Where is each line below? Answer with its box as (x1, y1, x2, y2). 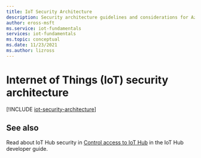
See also (6, 123, 39, 133)
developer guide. (6, 145, 48, 152)
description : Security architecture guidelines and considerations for (6, 14, 188, 20)
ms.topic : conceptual (6, 36, 60, 42)
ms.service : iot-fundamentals (6, 25, 82, 32)
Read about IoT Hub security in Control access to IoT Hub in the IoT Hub (6, 138, 184, 146)
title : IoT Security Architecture (6, 8, 93, 15)
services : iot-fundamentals (6, 31, 77, 37)
